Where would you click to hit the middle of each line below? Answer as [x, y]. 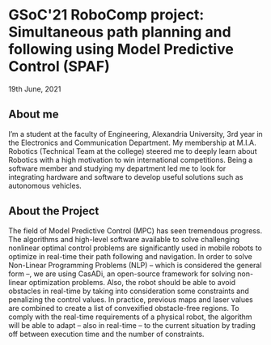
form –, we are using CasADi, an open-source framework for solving [122, 274]
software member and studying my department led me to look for [117, 168]
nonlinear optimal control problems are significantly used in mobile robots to [135, 248]
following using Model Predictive [121, 49]
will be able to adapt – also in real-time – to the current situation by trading [132, 325]
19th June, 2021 [35, 89]
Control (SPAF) [59, 67]
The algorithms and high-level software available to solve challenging [124, 239]
